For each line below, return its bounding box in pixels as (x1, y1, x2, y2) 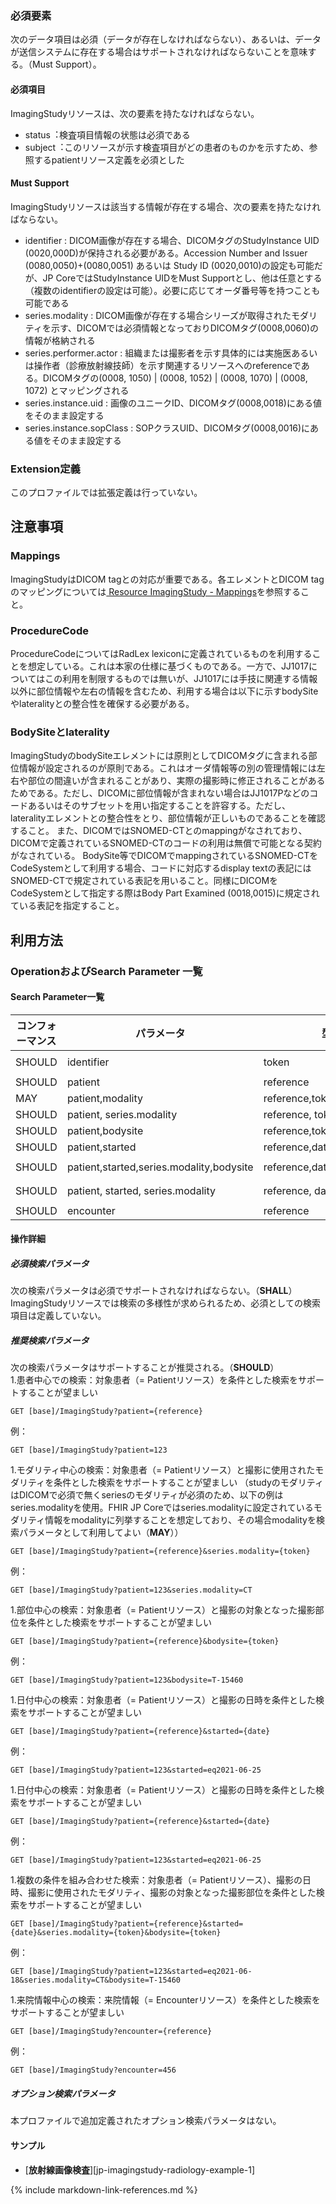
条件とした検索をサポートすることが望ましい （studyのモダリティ (53, 1477, 325, 1489)
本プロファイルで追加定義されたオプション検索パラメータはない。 (10, 2115, 282, 2127)
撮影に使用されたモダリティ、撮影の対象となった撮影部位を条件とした (27, 1887, 317, 1899)
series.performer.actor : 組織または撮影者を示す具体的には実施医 (24, 347, 292, 359)
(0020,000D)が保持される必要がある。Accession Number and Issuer (24, 247, 308, 259)
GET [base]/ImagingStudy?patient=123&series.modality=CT (10, 1585, 253, 1596)
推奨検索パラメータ (10, 1334, 90, 1346)
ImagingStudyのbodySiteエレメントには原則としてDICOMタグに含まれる (10, 750, 309, 762)
